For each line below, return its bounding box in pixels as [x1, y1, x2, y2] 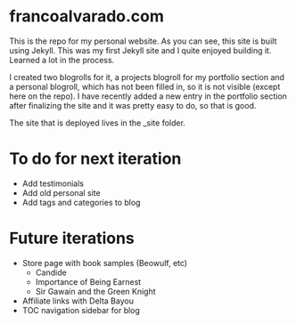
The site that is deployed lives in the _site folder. [9, 117, 185, 128]
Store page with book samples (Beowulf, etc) [21, 257, 188, 268]
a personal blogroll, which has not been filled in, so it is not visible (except [9, 81, 281, 92]
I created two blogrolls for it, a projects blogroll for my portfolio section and [9, 71, 285, 82]
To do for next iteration [9, 149, 182, 169]
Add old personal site [21, 187, 101, 198]
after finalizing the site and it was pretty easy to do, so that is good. [9, 100, 257, 110]
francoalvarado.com [9, 6, 165, 27]
